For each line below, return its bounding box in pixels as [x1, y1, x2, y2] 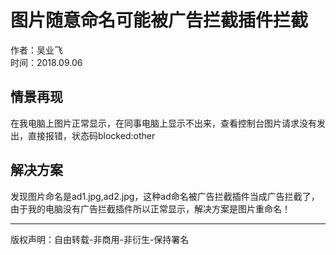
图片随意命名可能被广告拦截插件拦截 [10, 9, 309, 32]
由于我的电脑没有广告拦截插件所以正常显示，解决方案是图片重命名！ [10, 202, 291, 215]
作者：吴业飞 [10, 44, 63, 56]
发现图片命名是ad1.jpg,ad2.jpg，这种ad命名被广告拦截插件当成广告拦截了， [10, 190, 320, 202]
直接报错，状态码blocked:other [27, 129, 156, 141]
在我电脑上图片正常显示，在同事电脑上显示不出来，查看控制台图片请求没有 [10, 117, 317, 129]
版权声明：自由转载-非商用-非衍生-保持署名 [10, 233, 190, 245]
